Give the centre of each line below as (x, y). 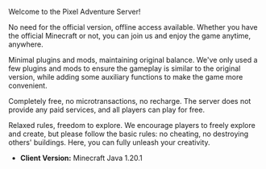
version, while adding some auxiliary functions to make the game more (126, 77)
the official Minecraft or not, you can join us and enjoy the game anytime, (130, 36)
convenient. (28, 85)
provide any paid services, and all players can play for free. (107, 109)
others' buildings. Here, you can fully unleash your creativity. (110, 142)
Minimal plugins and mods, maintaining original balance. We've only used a (133, 60)
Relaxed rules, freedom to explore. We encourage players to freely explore (132, 125)
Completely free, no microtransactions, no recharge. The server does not (130, 101)
